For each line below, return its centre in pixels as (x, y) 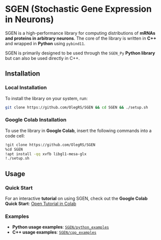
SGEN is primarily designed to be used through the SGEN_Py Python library (80, 53)
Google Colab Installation (36, 120)
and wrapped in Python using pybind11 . (45, 43)
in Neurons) (29, 19)
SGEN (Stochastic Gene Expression (79, 9)
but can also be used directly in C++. (42, 58)
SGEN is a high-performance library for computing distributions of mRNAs (80, 33)
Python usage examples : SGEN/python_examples (61, 227)
